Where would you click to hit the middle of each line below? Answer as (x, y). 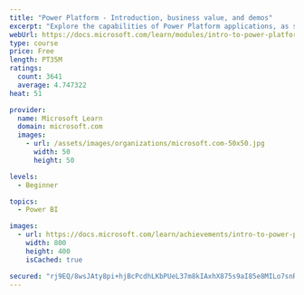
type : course (34, 43)
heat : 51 (26, 93)
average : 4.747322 (52, 85)
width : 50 (52, 152)
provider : (28, 109)
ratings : (26, 69)
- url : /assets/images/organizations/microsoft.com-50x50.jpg (145, 144)
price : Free (32, 52)
